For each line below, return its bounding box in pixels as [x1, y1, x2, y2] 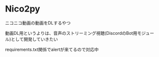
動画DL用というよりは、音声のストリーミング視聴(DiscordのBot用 [5, 30, 137, 36]
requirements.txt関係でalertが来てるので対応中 [5, 46, 99, 52]
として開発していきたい [11, 36, 58, 42]
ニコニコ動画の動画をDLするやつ [5, 20, 71, 26]
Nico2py [5, 3, 41, 14]
